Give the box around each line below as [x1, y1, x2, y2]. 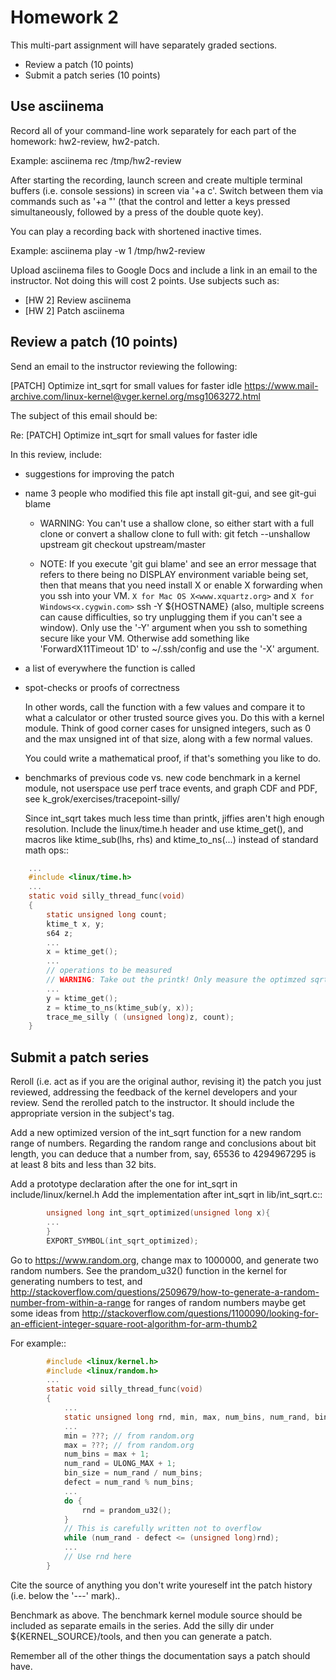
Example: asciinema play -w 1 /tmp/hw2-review [10, 244, 206, 256]
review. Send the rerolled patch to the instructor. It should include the [10, 1097, 295, 1109]
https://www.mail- [244, 379, 319, 391]
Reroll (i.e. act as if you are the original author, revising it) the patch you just [10, 1076, 322, 1088]
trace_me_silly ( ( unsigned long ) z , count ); [46, 1012, 235, 1022]
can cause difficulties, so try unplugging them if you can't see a [39, 611, 303, 623]
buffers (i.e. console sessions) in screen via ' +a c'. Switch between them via [10, 184, 324, 196]
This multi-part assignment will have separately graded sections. [10, 39, 278, 51]
